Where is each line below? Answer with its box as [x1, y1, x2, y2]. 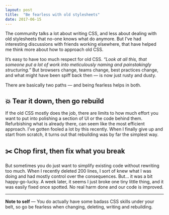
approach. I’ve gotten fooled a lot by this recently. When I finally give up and [5, 126, 163, 132]
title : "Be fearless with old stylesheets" [5, 12, 100, 17]
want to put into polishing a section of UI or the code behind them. [5, 115, 142, 121]
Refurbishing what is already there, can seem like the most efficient [5, 121, 145, 127]
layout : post [5, 7, 33, 13]
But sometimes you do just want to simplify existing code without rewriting [5, 163, 159, 169]
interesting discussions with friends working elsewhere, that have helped [5, 41, 157, 47]
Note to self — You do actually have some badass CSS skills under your [5, 198, 154, 204]
